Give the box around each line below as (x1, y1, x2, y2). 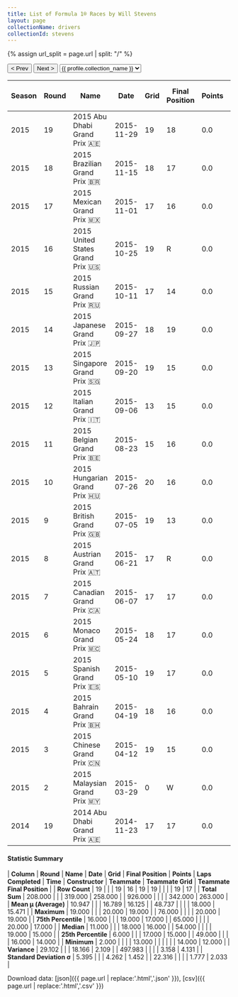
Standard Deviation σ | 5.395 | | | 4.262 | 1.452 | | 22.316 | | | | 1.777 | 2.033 (7, 953, 228, 961)
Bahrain (73, 702, 99, 712)
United (73, 235, 96, 245)
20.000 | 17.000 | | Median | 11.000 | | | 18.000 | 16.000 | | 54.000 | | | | (7, 922, 212, 931)
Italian (73, 397, 93, 407)
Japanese (73, 320, 106, 330)
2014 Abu (73, 807, 108, 817)
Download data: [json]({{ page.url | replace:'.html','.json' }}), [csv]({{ (7, 974, 205, 983)
